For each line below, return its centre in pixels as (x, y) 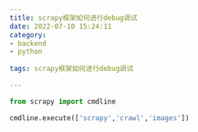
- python (26, 52)
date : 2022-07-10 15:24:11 (61, 26)
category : (28, 35)
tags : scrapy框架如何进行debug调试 (72, 69)
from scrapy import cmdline (63, 101)
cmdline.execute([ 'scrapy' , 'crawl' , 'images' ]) (99, 118)
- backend (28, 43)
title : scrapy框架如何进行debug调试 (73, 18)
